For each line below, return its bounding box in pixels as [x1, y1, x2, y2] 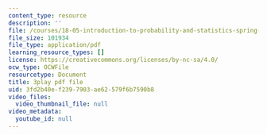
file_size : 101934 [8, 33, 69, 42]
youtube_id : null [15, 115, 73, 123]
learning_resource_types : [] [8, 48, 105, 56]
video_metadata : [8, 108, 62, 116]
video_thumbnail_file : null [15, 100, 109, 108]
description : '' [8, 19, 62, 27]
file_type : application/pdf [8, 41, 102, 49]
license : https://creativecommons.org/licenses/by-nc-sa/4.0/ [8, 56, 219, 64]
